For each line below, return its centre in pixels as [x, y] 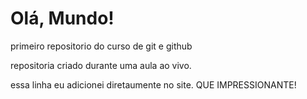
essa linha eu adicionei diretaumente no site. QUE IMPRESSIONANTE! [153, 84]
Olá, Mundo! [62, 18]
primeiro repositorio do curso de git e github [101, 46]
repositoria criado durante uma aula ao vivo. [101, 65]
